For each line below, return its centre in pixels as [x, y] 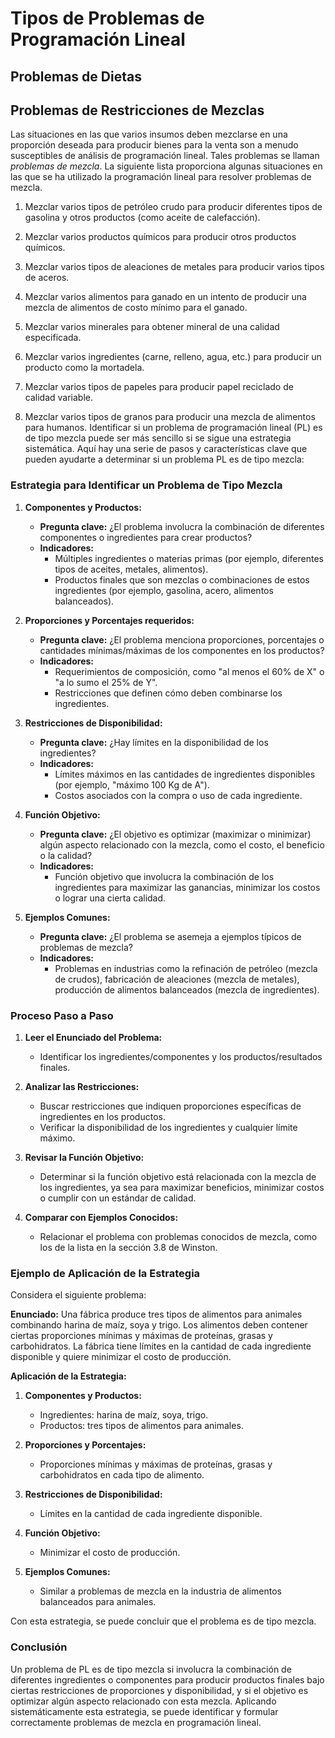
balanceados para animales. [98, 1602]
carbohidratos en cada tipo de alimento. [122, 1475]
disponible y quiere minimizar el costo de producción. [121, 1357]
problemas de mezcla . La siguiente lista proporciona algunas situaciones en [166, 166]
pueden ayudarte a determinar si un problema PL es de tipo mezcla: [164, 459]
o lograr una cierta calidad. [110, 898]
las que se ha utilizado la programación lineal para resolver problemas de [161, 177]
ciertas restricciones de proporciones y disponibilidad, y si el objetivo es [159, 1690]
